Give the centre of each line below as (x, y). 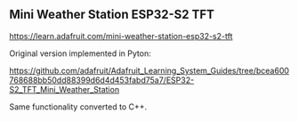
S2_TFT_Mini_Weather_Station (64, 89)
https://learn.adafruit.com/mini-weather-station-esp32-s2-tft (121, 36)
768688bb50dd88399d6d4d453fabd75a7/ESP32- (102, 80)
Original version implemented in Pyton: (80, 53)
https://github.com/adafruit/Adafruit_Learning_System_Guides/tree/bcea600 (149, 70)
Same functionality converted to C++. (78, 107)
